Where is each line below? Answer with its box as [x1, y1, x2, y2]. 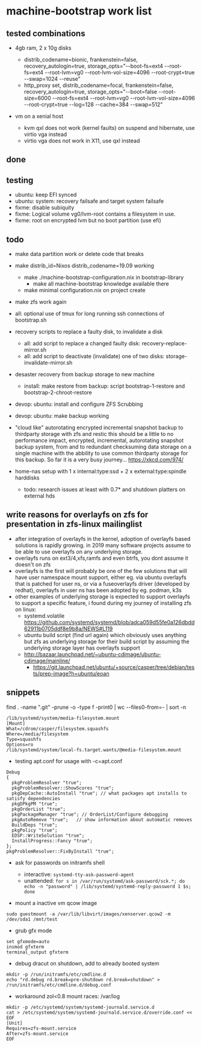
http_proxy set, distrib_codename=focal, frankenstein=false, [23, 82, 173, 89]
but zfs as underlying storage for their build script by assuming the [23, 638, 190, 645]
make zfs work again [14, 298, 67, 306]
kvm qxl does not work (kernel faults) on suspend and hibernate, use [23, 124, 195, 131]
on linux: [14, 606, 37, 613]
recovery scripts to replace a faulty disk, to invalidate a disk [14, 328, 163, 336]
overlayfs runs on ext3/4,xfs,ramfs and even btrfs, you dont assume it [14, 554, 188, 562]
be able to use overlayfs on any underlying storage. [14, 548, 143, 555]
